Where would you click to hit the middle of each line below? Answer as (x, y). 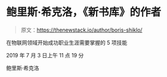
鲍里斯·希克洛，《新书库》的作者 (84, 12)
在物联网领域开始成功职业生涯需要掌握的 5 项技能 (67, 42)
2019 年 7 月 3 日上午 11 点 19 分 (45, 55)
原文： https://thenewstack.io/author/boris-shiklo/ (81, 30)
